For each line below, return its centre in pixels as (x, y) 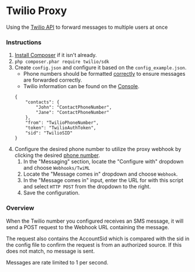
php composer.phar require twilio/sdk (62, 62)
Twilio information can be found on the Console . (81, 86)
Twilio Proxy (37, 11)
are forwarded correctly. (53, 80)
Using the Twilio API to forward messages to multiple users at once (87, 27)
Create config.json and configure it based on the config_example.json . (100, 68)
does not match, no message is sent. (50, 251)
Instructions (24, 42)
